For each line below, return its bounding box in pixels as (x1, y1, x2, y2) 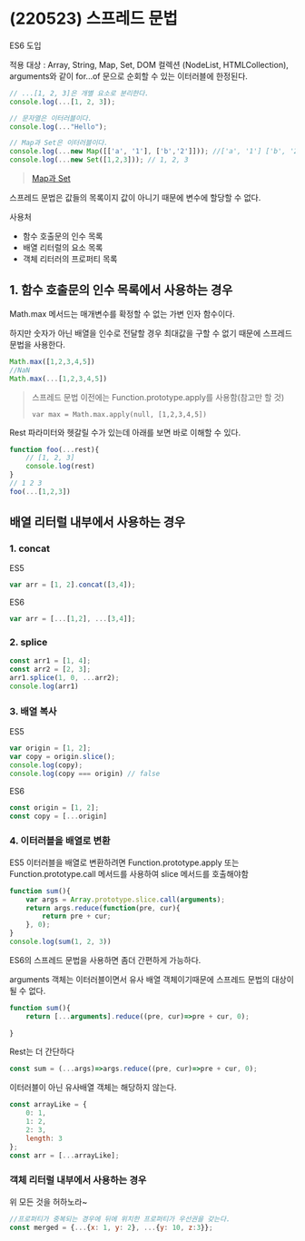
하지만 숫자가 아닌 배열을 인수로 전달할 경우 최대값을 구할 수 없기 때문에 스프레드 (9, 328, 293, 339)
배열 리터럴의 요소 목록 (22, 242, 103, 253)
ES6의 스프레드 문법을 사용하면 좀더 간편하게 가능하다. (9, 954, 202, 965)
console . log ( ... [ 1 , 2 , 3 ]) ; (9, 97, 116, 106)
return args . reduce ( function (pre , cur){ (25, 903, 181, 912)
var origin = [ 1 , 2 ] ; (9, 744, 92, 753)
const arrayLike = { (9, 1100, 88, 1109)
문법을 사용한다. (9, 339, 66, 350)
